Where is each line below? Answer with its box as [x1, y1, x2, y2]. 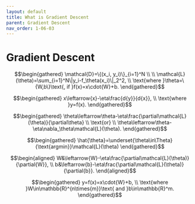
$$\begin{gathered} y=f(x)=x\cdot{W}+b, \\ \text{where [32, 179, 168, 186]
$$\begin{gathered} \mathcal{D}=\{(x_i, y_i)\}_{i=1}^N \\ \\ [14, 71, 156, 78]
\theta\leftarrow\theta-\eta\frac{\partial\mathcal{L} [63, 112, 187, 120]
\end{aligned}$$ [96, 167, 137, 174]
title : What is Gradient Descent [6, 14, 89, 20]
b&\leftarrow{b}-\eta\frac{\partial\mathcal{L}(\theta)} [55, 161, 184, 168]
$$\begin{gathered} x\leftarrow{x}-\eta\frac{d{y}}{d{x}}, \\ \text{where [12, 95, 187, 102]
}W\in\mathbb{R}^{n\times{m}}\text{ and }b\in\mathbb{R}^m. [26, 185, 174, 192]
